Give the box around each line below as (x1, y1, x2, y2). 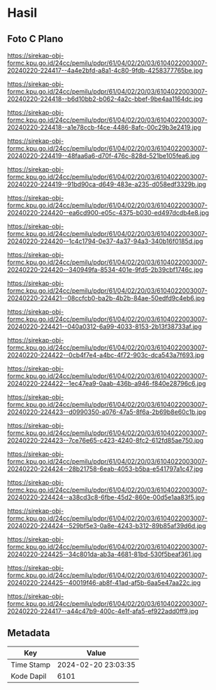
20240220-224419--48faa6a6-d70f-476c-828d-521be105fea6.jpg (7, 152, 200, 160)
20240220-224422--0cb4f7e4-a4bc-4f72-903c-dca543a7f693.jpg (7, 351, 205, 359)
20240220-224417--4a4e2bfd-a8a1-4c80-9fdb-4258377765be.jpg (7, 67, 203, 74)
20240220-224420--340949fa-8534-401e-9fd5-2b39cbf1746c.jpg (7, 265, 203, 274)
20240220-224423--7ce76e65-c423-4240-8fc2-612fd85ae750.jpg (7, 436, 204, 444)
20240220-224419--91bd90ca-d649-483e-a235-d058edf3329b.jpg (7, 180, 206, 188)
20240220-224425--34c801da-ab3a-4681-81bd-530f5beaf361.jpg (7, 550, 202, 558)
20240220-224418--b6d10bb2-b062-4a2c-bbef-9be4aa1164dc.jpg (7, 95, 203, 103)
